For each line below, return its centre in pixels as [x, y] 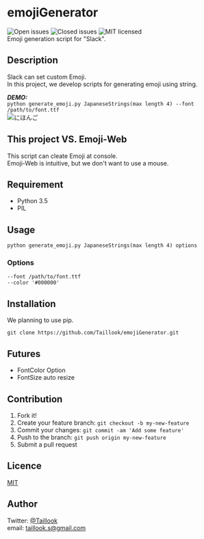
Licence [25, 466]
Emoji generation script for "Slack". [56, 38]
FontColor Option [41, 370]
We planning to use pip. [40, 320]
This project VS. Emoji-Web [67, 139]
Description [33, 61]
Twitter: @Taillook [33, 521]
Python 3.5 [32, 201]
